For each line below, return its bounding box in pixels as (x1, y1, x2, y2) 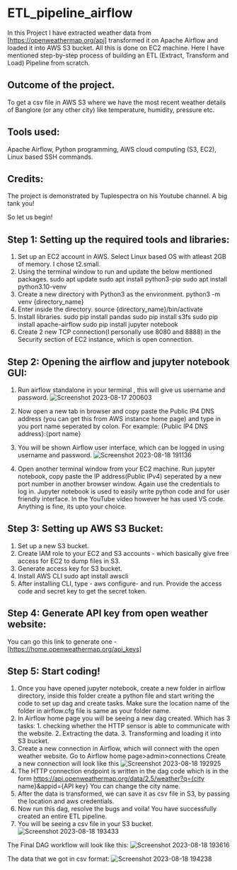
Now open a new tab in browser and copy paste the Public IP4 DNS (17, 407, 214, 416)
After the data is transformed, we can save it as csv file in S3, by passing (17, 789, 230, 798)
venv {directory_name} (17, 298, 84, 306)
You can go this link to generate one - (7, 637, 117, 646)
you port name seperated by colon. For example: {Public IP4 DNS (17, 422, 209, 430)
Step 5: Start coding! (7, 665, 100, 678)
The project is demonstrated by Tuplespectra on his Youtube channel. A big (7, 191, 228, 200)
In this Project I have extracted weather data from (7, 28, 152, 37)
